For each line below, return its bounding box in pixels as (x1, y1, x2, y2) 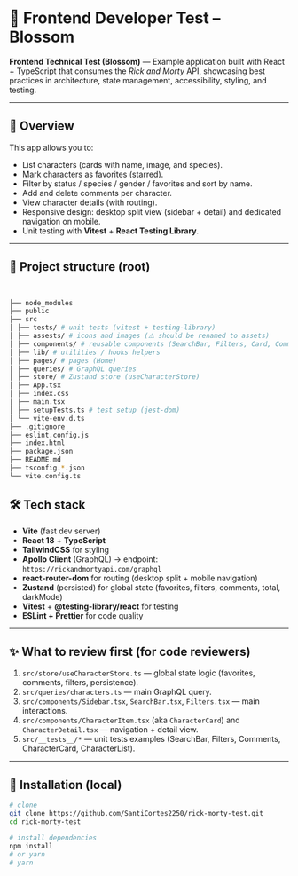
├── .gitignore (9, 422, 66, 431)
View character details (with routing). (21, 197, 158, 208)
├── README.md (9, 455, 62, 464)
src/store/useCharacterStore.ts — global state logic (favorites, (21, 667, 255, 678)
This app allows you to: (9, 142, 94, 153)
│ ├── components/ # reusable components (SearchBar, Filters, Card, (9, 339, 272, 349)
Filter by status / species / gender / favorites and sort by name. (21, 178, 253, 189)
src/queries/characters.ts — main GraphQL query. (21, 687, 213, 698)
